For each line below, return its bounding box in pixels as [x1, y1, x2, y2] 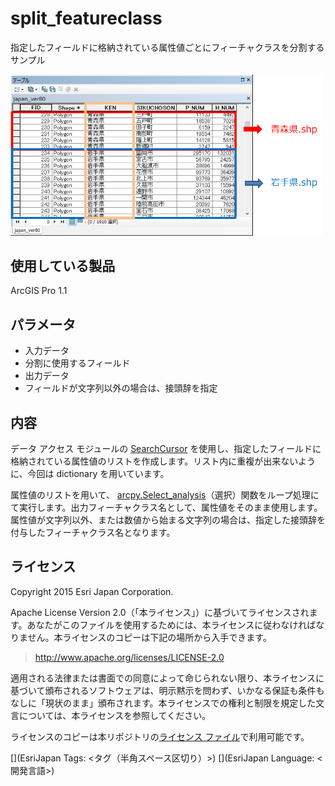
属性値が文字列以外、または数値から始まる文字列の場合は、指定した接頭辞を [10, 514, 326, 526]
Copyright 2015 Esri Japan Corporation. [10, 585, 174, 597]
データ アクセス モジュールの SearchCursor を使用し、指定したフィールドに [10, 443, 322, 454]
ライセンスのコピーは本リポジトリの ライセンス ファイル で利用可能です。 [10, 730, 310, 742]
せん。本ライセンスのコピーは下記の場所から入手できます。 [27, 631, 272, 643]
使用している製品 [10, 257, 116, 274]
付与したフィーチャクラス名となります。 [10, 527, 176, 538]
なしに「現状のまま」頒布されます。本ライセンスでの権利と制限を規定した [10, 697, 317, 709]
